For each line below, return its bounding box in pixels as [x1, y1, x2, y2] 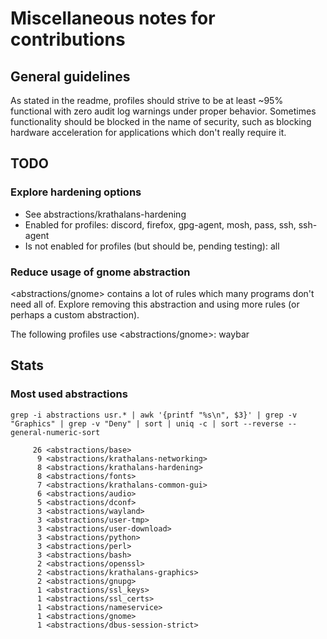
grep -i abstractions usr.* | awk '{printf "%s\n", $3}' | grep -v [10, 410, 298, 420]
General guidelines [10, 68, 131, 85]
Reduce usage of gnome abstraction [10, 265, 191, 279]
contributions [10, 28, 126, 51]
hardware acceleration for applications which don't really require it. [10, 127, 287, 138]
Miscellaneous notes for [10, 7, 216, 30]
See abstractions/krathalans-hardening [24, 208, 187, 220]
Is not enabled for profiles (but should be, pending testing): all [24, 240, 280, 252]
